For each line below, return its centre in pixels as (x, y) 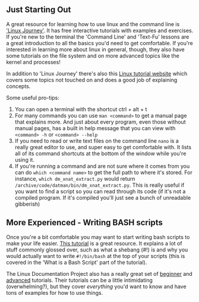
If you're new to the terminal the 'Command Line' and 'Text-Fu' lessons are (98, 37)
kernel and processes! (33, 62)
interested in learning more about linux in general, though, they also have (96, 49)
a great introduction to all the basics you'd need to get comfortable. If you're (99, 43)
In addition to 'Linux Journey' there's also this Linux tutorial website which (97, 73)
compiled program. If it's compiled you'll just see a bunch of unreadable (103, 197)
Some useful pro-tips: (33, 97)
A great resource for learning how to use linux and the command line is (93, 24)
